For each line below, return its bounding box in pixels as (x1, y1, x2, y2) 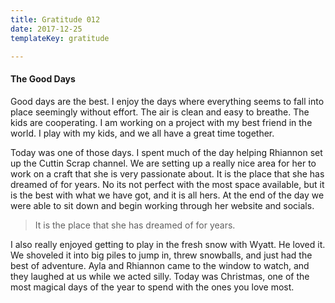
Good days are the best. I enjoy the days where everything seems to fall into (10, 95, 325, 107)
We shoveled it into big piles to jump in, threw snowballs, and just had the (10, 249, 313, 261)
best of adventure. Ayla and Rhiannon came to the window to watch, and (10, 259, 310, 271)
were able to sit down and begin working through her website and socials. (10, 199, 315, 211)
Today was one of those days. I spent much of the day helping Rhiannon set (10, 146, 323, 158)
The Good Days (10, 72, 76, 85)
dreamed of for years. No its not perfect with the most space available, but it (10, 178, 325, 190)
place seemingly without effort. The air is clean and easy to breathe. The (10, 106, 310, 118)
